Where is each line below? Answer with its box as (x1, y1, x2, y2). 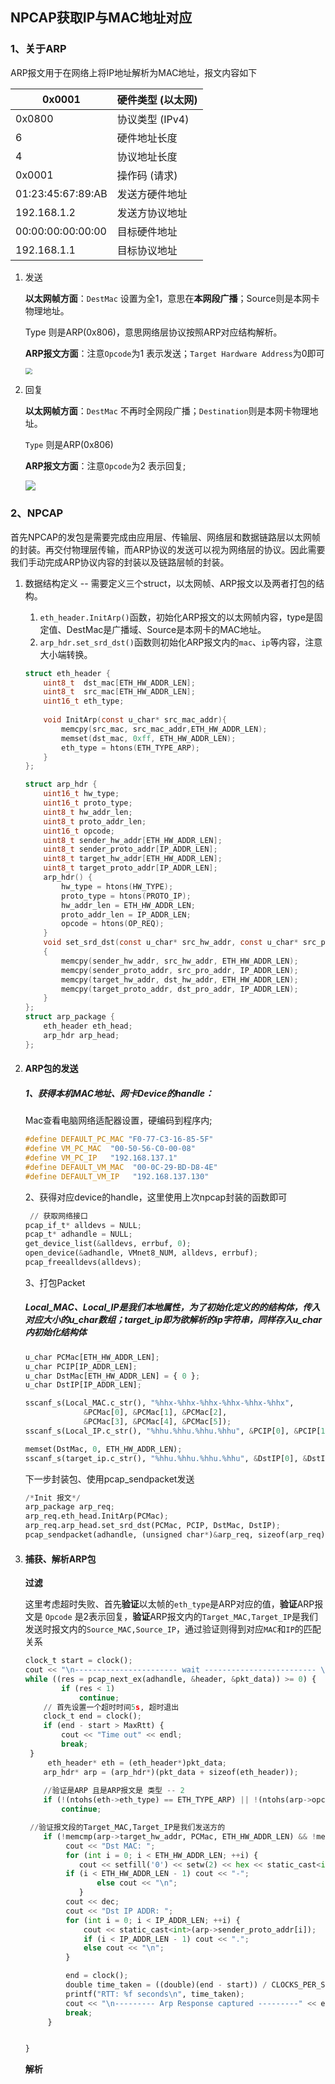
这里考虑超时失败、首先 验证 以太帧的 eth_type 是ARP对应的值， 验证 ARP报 (24, 1598, 324, 1610)
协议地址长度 (116, 149, 178, 163)
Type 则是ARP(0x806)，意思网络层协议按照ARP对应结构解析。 (24, 326, 283, 338)
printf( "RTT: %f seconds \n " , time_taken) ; (65, 1989, 245, 1999)
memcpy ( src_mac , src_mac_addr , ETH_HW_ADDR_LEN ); (61, 724, 268, 734)
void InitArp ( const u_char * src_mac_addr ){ (43, 715, 228, 725)
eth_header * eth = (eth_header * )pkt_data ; (47, 1758, 228, 1768)
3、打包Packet (24, 1276, 86, 1288)
